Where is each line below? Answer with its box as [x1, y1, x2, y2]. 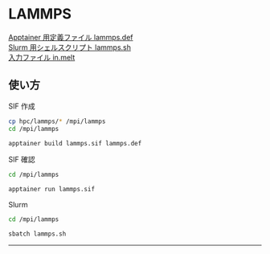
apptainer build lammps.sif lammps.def [8, 139, 142, 147]
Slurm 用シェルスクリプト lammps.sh [8, 42, 131, 52]
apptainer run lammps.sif [8, 186, 95, 194]
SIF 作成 [8, 101, 35, 111]
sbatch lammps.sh [8, 230, 67, 238]
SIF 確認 [8, 154, 35, 165]
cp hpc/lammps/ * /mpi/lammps [8, 117, 106, 125]
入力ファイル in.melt [8, 52, 76, 62]
